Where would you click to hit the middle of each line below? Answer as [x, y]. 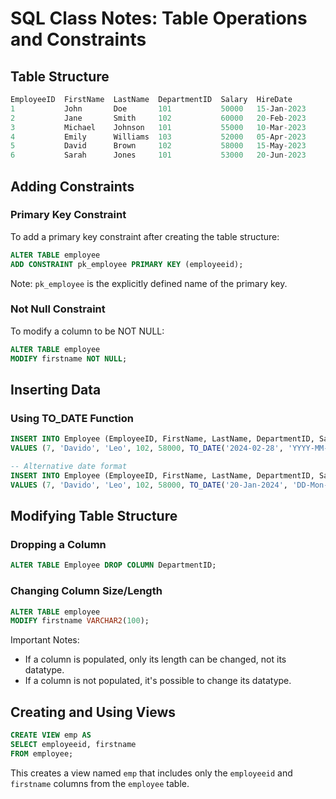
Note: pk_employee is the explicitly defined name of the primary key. [149, 283]
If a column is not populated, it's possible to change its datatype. [158, 681]
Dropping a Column [58, 544]
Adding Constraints [72, 186]
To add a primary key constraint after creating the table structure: [145, 236]
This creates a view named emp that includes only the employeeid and [151, 773]
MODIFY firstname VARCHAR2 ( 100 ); [80, 621]
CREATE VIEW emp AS [51, 735]
